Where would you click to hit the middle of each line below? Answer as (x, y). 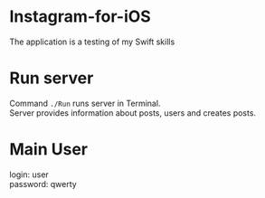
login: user (29, 174)
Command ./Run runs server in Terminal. (85, 103)
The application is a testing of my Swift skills (92, 42)
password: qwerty (43, 184)
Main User (49, 150)
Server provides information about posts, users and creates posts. (132, 113)
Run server (52, 78)
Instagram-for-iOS (80, 17)
